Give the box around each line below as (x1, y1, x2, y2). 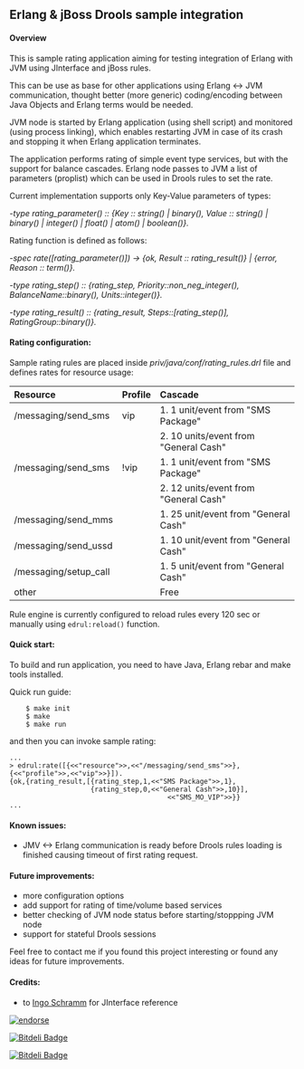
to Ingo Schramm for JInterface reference (22, 997, 178, 1007)
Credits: (9, 977, 41, 988)
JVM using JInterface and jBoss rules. (9, 62, 151, 73)
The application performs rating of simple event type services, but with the (9, 153, 289, 164)
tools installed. (9, 669, 64, 680)
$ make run (25, 720, 67, 729)
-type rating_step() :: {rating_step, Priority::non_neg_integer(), (9, 280, 240, 291)
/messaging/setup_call (14, 565, 110, 577)
